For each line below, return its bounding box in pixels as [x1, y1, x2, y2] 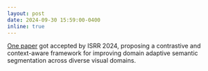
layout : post [7, 10, 45, 17]
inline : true [7, 23, 45, 30]
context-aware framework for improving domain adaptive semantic [7, 49, 199, 57]
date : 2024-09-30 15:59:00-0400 [7, 17, 101, 23]
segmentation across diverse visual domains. [7, 57, 137, 65]
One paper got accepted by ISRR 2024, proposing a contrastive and [7, 42, 201, 50]
